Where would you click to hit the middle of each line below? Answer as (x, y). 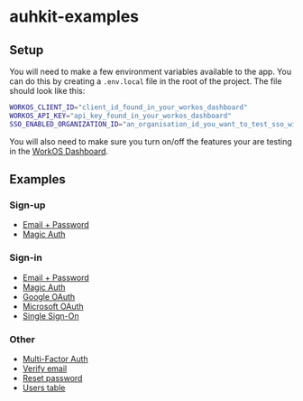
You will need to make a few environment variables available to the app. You (150, 71)
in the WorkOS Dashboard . (59, 151)
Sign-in (26, 257)
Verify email (45, 368)
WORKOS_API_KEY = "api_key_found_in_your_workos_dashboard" (120, 116)
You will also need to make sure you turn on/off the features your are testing (151, 141)
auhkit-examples (74, 17)
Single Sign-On (50, 316)
